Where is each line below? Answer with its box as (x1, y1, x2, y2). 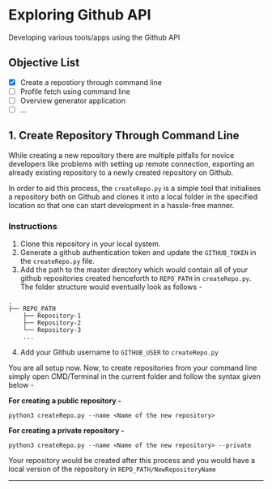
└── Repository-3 (23, 326, 82, 334)
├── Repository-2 (23, 319, 82, 327)
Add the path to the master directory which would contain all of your (19, 265, 249, 274)
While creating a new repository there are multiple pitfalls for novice (8, 150, 235, 159)
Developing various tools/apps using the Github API (8, 32, 181, 42)
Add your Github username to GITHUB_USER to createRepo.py (19, 347, 219, 357)
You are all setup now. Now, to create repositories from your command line (8, 363, 257, 373)
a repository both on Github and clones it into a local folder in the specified (8, 192, 258, 202)
